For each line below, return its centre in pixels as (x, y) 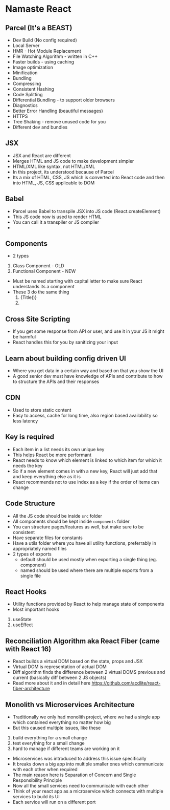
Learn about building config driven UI (66, 358)
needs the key (28, 465)
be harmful (24, 337)
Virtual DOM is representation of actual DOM (60, 667)
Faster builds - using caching (43, 62)
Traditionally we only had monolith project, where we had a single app (86, 717)
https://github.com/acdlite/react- (126, 683)
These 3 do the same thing (41, 292)
